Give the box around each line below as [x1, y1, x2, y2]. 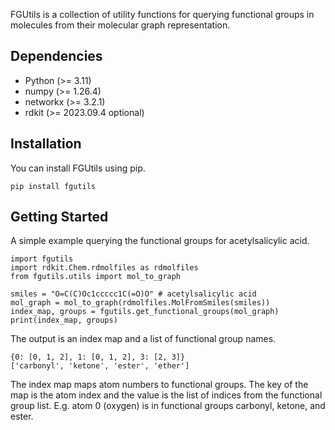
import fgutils [10, 254, 74, 264]
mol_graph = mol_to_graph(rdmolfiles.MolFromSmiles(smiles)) [10, 298, 271, 308]
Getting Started [10, 209, 109, 226]
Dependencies [10, 48, 103, 65]
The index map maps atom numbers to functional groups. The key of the [10, 379, 309, 391]
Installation [10, 135, 82, 153]
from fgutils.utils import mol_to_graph [10, 272, 182, 282]
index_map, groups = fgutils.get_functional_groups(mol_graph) [10, 307, 280, 317]
